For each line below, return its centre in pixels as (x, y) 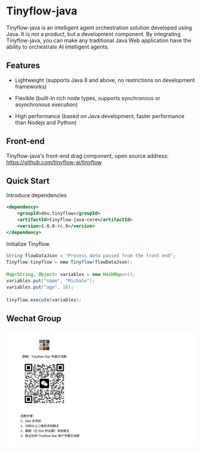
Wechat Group (34, 319)
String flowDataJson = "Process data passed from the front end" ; (91, 255)
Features (23, 66)
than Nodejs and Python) (46, 122)
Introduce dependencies (37, 196)
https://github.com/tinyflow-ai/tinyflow (54, 162)
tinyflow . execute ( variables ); (44, 300)
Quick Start (28, 181)
